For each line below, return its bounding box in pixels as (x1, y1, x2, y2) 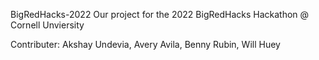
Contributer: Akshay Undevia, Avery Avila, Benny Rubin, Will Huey (10, 39, 281, 50)
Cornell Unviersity (10, 19, 85, 31)
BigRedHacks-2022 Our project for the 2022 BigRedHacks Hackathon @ (10, 9, 310, 20)
